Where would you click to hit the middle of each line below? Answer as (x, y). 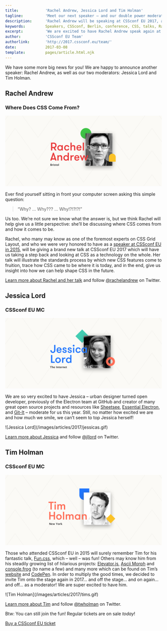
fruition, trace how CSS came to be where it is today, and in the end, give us (83, 265)
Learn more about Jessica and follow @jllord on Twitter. (62, 437)
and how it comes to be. (30, 229)
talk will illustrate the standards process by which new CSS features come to (83, 260)
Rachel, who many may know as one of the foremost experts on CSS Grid (80, 239)
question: (15, 199)
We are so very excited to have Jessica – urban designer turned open (76, 396)
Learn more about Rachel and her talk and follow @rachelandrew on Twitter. (83, 280)
